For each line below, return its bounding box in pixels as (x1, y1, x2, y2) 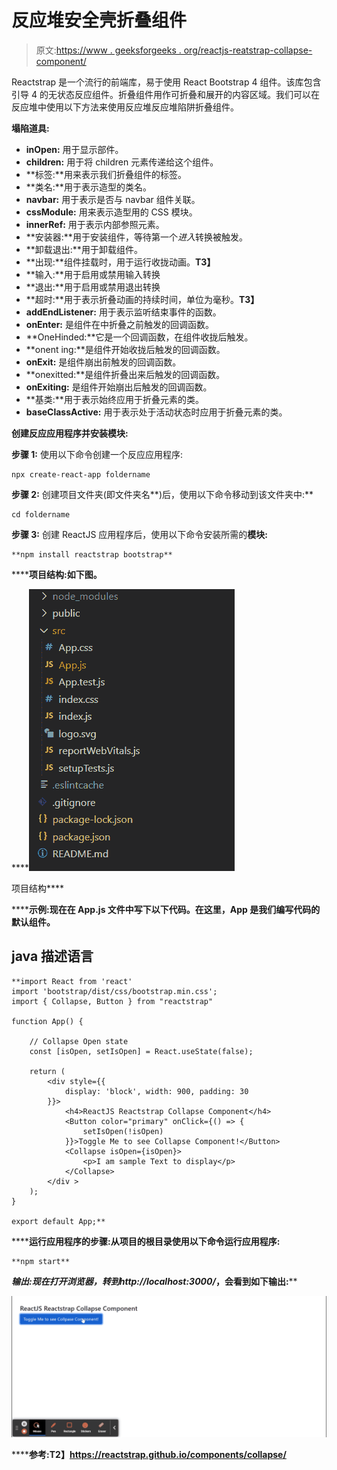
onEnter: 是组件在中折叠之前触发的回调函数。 (25, 318, 214, 330)
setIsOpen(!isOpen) (82, 1126, 164, 1136)
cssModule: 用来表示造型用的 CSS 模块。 (25, 206, 198, 218)
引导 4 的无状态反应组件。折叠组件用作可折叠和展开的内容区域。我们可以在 (11, 88, 320, 100)
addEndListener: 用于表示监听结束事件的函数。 (25, 306, 222, 318)
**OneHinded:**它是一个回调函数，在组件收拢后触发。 (25, 331, 254, 343)
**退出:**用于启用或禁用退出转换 (25, 281, 161, 293)
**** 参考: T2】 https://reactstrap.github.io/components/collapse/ (11, 1449, 287, 1461)
